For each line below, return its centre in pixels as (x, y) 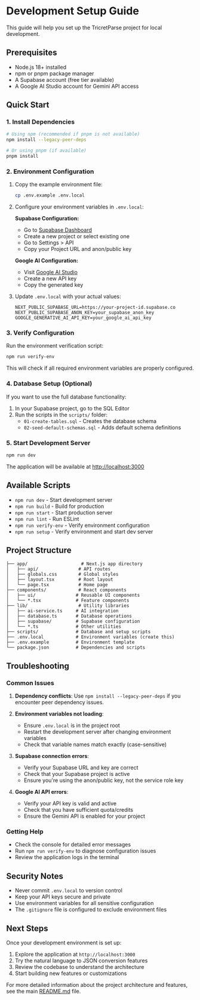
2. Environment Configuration (50, 171)
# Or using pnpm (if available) (46, 151)
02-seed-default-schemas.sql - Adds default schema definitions (102, 427)
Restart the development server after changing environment (97, 732)
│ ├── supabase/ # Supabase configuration (73, 622)
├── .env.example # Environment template (70, 642)
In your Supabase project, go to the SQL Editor (72, 408)
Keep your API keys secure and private (62, 897)
